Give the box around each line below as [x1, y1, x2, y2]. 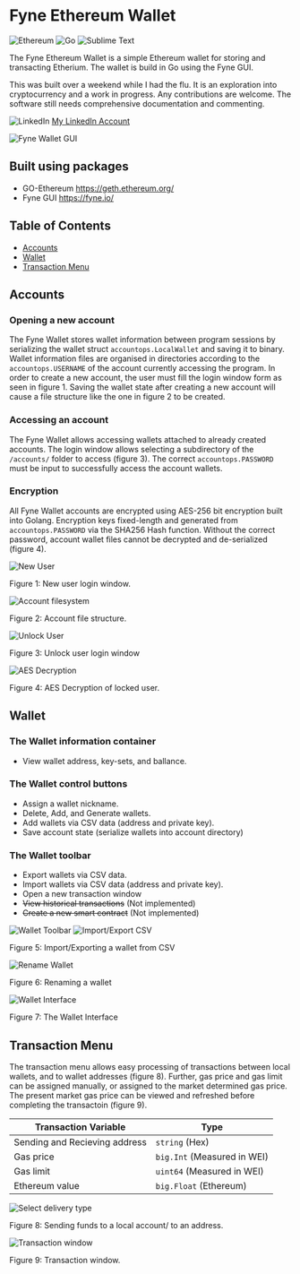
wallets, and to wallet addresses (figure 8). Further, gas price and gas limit [9, 1071, 283, 1081]
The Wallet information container [9, 736, 157, 748]
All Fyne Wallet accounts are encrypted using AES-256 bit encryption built [9, 505, 284, 516]
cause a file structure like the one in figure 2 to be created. [9, 392, 226, 402]
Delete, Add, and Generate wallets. [21, 807, 151, 818]
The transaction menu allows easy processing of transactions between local [9, 1061, 291, 1072]
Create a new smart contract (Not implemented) [21, 908, 200, 918]
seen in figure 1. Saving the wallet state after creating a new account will [9, 382, 276, 392]
